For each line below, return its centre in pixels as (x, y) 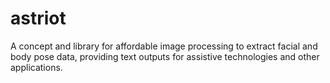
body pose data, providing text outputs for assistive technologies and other (165, 56)
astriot (38, 18)
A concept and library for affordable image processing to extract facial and (164, 46)
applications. (36, 67)
